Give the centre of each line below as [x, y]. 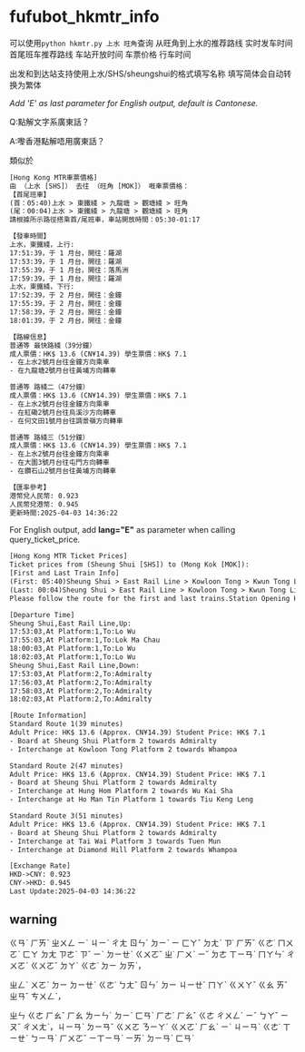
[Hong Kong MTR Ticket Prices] [69, 556]
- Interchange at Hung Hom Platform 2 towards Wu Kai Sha [121, 791]
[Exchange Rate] [40, 866]
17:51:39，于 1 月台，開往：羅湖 [66, 253]
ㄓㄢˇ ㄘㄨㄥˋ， [38, 996]
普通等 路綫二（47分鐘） [49, 388]
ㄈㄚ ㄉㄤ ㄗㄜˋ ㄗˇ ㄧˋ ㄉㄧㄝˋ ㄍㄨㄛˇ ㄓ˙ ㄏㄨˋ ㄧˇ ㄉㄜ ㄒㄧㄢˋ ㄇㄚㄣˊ [154, 954]
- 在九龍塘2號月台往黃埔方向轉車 [63, 371]
